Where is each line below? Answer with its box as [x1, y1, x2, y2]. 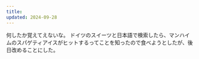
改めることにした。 [11, 46, 58, 54]
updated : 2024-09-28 [6, 14, 58, 20]
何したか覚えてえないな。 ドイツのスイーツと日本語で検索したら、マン [6, 31, 180, 39]
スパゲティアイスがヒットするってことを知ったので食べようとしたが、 [16, 39, 188, 46]
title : [6, 8, 23, 15]
